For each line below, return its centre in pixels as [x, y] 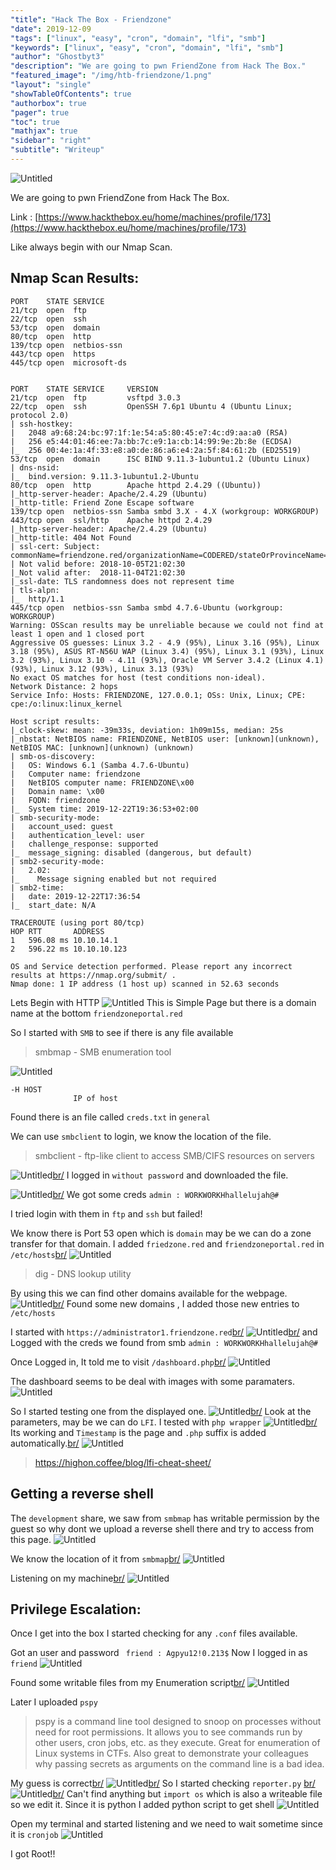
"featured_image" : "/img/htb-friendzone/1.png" [111, 76]
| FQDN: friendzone [55, 800]
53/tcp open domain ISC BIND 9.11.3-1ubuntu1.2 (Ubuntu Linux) [160, 459]
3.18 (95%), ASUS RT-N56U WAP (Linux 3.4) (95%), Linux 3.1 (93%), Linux [167, 651]
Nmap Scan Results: [75, 278]
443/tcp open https [53, 354]
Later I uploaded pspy [54, 1702]
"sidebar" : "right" [51, 141]
